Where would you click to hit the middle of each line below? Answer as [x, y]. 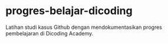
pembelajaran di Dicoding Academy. [50, 33]
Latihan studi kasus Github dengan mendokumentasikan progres [84, 27]
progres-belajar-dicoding [69, 11]
